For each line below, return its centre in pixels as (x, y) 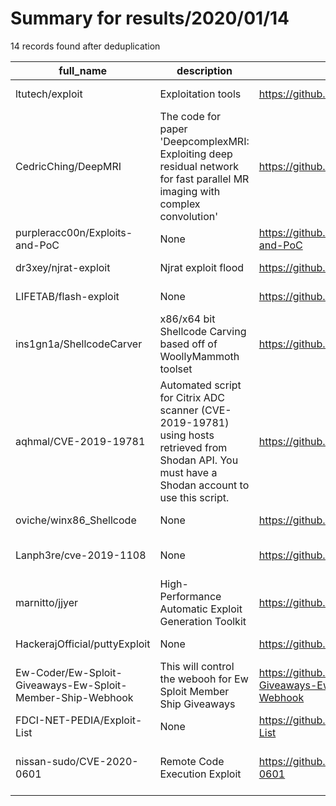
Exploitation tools (200, 94)
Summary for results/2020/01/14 (150, 18)
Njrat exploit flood (202, 267)
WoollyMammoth (199, 356)
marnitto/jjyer (47, 602)
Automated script (200, 385)
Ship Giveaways (197, 704)
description (204, 70)
